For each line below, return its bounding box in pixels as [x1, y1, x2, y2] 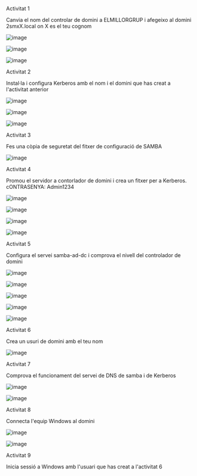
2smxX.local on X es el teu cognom [6, 23, 92, 29]
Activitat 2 [6, 68, 31, 75]
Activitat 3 [6, 132, 31, 138]
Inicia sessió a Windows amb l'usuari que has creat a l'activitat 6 [6, 463, 163, 470]
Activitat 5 [6, 241, 31, 247]
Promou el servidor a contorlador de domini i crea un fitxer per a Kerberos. [6, 177, 187, 184]
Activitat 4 [6, 166, 31, 172]
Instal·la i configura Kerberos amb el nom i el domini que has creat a [6, 79, 171, 86]
